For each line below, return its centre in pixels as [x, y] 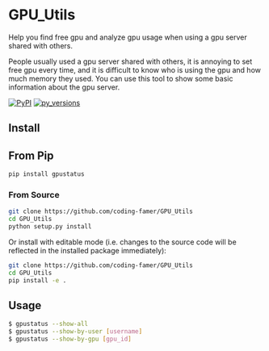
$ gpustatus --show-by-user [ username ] [76, 332]
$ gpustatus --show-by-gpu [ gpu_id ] [70, 339]
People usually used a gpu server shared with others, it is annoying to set [130, 61]
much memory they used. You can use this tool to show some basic [121, 78]
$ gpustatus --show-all [48, 324]
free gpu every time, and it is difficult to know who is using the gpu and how [134, 69]
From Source [34, 194]
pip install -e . [38, 280]
